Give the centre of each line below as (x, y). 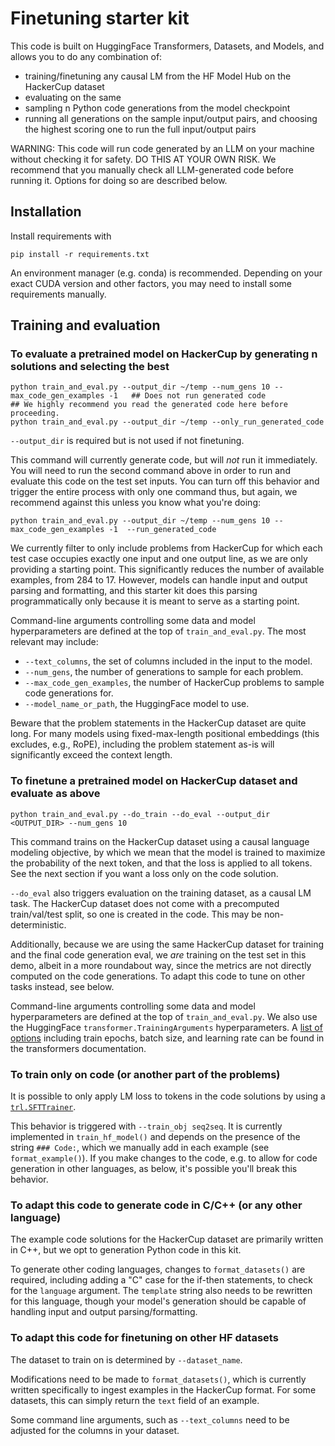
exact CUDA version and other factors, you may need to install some (151, 283)
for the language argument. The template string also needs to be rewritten (161, 1291)
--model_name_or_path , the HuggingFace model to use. (137, 704)
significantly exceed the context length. (91, 755)
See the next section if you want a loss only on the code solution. (144, 873)
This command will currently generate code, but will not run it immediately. (164, 460)
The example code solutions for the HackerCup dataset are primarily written (167, 1239)
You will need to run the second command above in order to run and (150, 471)
